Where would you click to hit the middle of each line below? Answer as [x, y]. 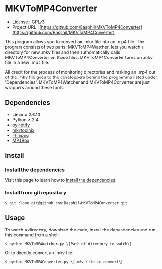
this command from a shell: [32, 235]
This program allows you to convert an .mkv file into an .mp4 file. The [75, 41]
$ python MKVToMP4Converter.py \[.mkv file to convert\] [64, 262]
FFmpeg [20, 135]
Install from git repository [36, 193]
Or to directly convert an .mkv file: [39, 253]
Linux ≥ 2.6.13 [26, 115]
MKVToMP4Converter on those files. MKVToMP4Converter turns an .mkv [79, 57]
